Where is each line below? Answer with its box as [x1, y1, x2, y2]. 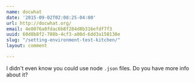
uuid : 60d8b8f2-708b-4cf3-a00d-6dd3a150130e [6, 32, 121, 38]
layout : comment [6, 43, 47, 49]
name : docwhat [6, 8, 42, 15]
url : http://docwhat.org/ [6, 20, 71, 26]
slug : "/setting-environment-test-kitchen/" [6, 37, 121, 43]
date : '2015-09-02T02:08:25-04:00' [6, 15, 96, 21]
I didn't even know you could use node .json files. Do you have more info [6, 64, 190, 71]
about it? [6, 71, 28, 78]
